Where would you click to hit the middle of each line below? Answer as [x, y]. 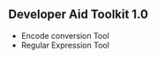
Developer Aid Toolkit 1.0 [78, 15]
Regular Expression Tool [65, 45]
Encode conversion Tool [65, 35]
